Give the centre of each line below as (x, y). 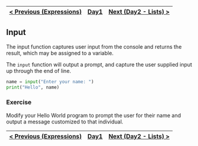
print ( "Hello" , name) (33, 87)
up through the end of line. (39, 71)
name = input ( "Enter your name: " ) (50, 82)
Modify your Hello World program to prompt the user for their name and (94, 115)
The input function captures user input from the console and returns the (94, 46)
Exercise (19, 102)
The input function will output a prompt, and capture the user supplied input (99, 64)
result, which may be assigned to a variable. (60, 53)
